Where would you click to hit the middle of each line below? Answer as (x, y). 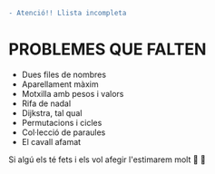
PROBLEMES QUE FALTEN (107, 49)
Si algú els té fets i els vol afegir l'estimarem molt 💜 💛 (107, 159)
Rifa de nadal (46, 103)
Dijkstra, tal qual (52, 112)
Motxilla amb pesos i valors (73, 93)
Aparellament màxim (60, 84)
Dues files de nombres (64, 74)
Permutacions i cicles (62, 122)
